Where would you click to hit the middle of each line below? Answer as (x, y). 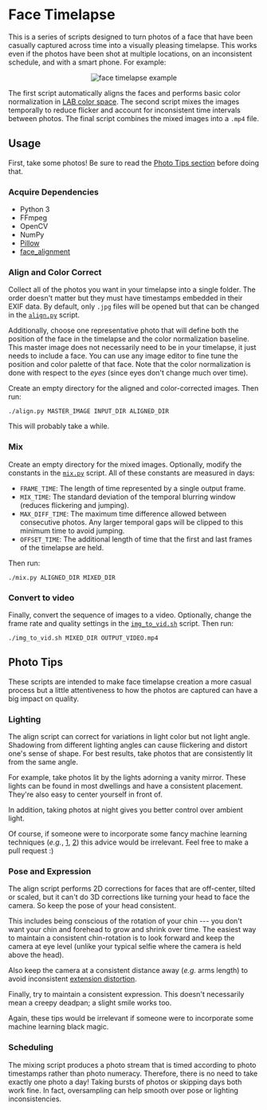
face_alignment (45, 252)
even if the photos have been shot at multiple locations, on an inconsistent (130, 53)
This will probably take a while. (59, 426)
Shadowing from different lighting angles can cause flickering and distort (128, 745)
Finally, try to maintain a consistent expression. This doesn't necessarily (126, 994)
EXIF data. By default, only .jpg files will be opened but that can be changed (134, 307)
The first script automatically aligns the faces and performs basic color (125, 92)
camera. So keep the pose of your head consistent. (92, 906)
